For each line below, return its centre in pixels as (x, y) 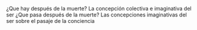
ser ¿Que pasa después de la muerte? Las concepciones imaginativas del (96, 15)
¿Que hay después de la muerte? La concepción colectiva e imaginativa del (99, 9)
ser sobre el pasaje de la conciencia (50, 21)
